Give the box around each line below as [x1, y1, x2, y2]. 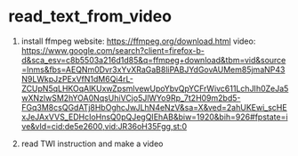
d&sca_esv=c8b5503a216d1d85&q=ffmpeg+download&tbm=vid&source [20, 54, 286, 65]
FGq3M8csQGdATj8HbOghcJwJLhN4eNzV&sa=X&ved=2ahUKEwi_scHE [20, 102, 287, 112]
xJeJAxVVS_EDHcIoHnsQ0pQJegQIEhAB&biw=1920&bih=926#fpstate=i [20, 111, 288, 122]
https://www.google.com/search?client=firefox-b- [20, 45, 205, 55]
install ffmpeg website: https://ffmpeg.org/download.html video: [20, 36, 256, 46]
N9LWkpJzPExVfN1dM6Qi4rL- [20, 73, 134, 84]
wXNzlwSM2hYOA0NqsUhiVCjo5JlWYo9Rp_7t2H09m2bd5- [20, 92, 241, 103]
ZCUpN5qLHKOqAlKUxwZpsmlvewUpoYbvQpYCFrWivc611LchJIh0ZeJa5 [20, 83, 289, 94]
